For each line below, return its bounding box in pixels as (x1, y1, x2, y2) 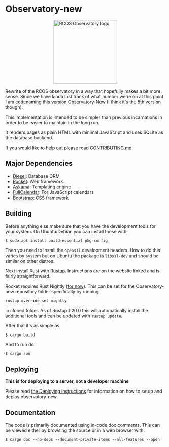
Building (5, 209, 32, 218)
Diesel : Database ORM (12, 173, 60, 179)
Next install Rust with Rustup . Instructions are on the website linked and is (5, 268, 160, 274)
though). (5, 104, 23, 110)
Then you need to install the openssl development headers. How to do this (5, 247, 160, 253)
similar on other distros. (5, 258, 55, 264)
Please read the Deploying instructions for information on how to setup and (5, 388, 162, 395)
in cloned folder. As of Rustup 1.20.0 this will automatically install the (5, 307, 148, 313)
